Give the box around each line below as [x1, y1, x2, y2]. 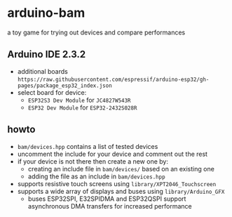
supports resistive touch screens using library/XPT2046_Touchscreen [17, 179, 217, 188]
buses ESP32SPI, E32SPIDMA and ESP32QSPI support [27, 195, 186, 203]
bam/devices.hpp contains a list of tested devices [17, 142, 158, 150]
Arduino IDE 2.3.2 [7, 48, 86, 60]
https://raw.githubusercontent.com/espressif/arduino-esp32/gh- [17, 76, 210, 83]
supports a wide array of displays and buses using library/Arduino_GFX [17, 187, 225, 195]
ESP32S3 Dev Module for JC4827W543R [27, 96, 131, 104]
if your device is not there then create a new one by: [17, 157, 168, 166]
